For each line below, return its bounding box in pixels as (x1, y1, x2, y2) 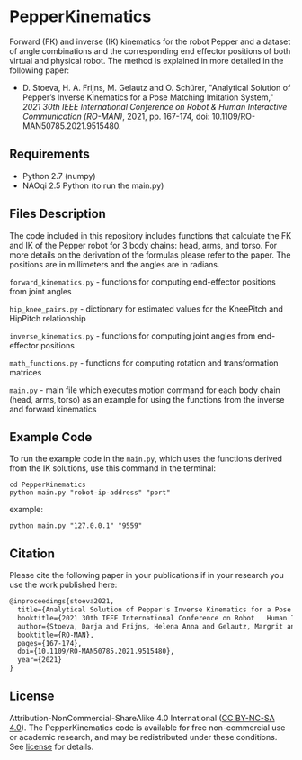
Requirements (9, 147, 90, 162)
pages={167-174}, (17, 638, 83, 647)
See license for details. (9, 741, 94, 752)
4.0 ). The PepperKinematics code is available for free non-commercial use (9, 722, 286, 733)
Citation (9, 546, 56, 561)
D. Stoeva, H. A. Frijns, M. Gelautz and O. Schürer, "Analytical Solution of (22, 82, 291, 93)
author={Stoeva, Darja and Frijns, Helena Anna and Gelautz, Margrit (17, 621, 283, 631)
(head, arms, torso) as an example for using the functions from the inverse (9, 394, 285, 404)
